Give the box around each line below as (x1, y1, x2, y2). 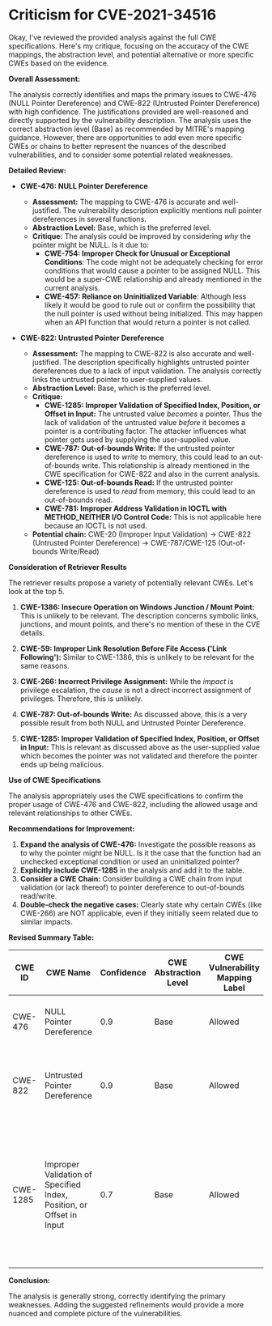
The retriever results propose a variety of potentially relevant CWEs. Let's (8, 577, 253, 588)
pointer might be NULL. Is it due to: (32, 240, 150, 249)
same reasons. (19, 661, 70, 670)
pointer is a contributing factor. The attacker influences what (44, 426, 247, 436)
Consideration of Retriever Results (8, 562, 127, 572)
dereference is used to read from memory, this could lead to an (44, 486, 256, 495)
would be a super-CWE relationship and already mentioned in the (44, 274, 262, 284)
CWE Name (45, 967, 91, 978)
